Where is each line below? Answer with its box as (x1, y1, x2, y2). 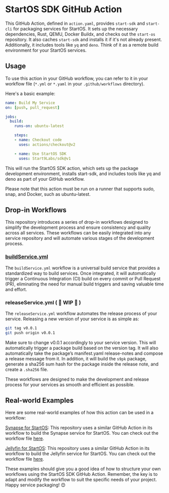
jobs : (5, 114, 17, 119)
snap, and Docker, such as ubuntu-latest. (5, 191, 91, 197)
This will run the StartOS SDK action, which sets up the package (5, 165, 139, 171)
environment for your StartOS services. (5, 47, 87, 53)
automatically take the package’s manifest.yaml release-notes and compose (5, 350, 163, 356)
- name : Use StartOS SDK (14, 151, 67, 156)
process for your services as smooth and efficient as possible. (5, 381, 135, 388)
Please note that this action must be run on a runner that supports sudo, (5, 186, 155, 192)
